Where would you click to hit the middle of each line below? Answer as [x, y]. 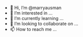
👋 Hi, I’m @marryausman [36, 8]
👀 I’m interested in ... [31, 13]
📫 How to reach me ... [33, 29]
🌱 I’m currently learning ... [37, 18]
